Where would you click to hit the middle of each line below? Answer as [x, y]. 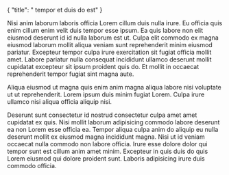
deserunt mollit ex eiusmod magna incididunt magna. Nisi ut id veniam [106, 137]
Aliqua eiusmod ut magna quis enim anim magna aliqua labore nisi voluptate [114, 87]
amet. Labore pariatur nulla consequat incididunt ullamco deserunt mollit [109, 59]
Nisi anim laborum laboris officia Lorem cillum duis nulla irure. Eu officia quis [115, 23]
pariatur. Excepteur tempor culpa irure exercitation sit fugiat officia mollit [109, 52]
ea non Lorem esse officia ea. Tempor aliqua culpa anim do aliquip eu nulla [113, 130]
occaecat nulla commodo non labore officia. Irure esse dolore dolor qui [107, 144]
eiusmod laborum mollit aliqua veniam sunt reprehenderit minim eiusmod [110, 45]
